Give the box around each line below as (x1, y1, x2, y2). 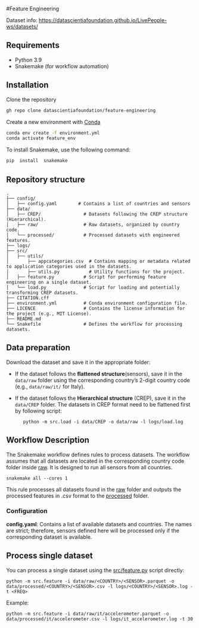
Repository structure (6, 174, 85, 184)
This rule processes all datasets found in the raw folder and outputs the (6, 486, 182, 493)
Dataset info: (6, 17, 38, 23)
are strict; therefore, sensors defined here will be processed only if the (6, 527, 180, 534)
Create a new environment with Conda (6, 118, 101, 125)
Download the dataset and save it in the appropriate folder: (6, 359, 151, 366)
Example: (6, 599, 29, 606)
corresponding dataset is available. (6, 533, 92, 541)
